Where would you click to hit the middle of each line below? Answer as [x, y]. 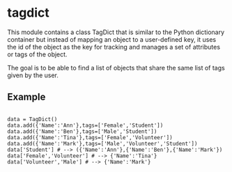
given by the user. [33, 75]
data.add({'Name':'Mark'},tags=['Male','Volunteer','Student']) [102, 143]
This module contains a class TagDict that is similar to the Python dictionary [116, 32]
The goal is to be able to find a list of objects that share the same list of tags [116, 68]
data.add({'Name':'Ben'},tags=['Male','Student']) [82, 131]
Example [26, 97]
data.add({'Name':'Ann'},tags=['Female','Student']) [85, 125]
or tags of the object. [37, 54]
